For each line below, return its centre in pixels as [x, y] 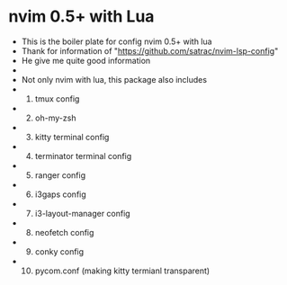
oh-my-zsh [55, 118]
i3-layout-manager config [83, 213]
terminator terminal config [83, 156]
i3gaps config [60, 194]
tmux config [57, 98]
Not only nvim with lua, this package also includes [114, 79]
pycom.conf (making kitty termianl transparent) [122, 271]
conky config [59, 251]
